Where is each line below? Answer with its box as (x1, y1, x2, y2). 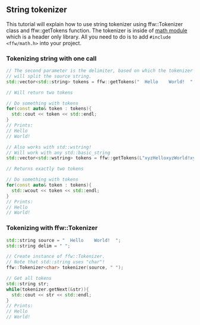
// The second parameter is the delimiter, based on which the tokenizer (6, 68, 193, 74)
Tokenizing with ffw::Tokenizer (6, 224, 98, 232)
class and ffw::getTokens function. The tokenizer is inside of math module (6, 27, 187, 34)
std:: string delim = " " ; (6, 243, 70, 249)
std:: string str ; (6, 280, 49, 287)
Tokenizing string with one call (6, 54, 97, 62)
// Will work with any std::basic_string (6, 150, 111, 156)
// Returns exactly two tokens (6, 166, 84, 172)
